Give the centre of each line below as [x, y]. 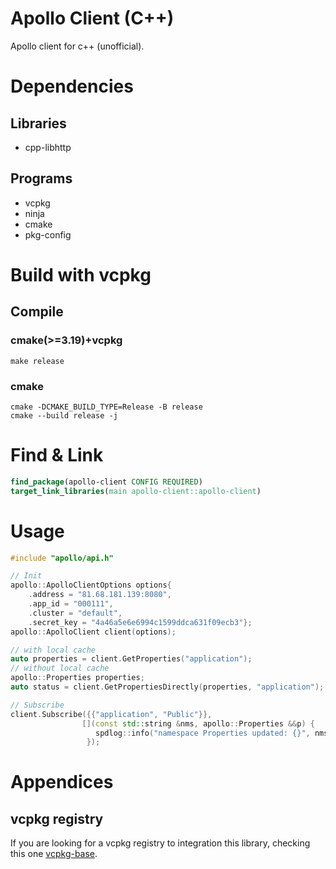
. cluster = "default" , [75, 613]
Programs [41, 178]
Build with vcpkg [81, 274]
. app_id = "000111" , [71, 604]
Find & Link [57, 455]
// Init [26, 576]
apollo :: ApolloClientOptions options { [91, 585]
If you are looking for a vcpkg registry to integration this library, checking [160, 843]
